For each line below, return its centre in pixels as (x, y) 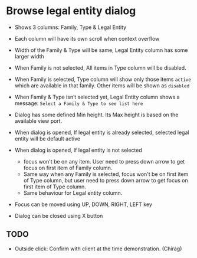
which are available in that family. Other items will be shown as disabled (102, 85)
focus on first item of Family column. (68, 168)
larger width (29, 56)
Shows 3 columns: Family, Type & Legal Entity (70, 27)
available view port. (38, 121)
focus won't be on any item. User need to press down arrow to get (104, 161)
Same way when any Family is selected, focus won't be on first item (106, 174)
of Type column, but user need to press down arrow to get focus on (106, 180)
